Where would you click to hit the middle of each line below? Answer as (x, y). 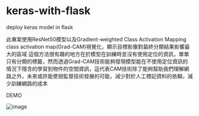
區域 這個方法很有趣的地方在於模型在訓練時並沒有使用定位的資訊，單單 (103, 54)
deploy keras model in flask (40, 27)
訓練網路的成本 (29, 83)
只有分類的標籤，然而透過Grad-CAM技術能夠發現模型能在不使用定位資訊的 (97, 61)
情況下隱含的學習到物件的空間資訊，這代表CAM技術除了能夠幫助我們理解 (95, 68)
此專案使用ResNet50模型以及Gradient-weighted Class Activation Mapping (96, 39)
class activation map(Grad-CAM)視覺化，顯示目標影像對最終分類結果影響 (95, 47)
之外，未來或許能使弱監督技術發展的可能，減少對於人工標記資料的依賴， (99, 76)
